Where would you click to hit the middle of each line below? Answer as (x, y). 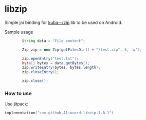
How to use (18, 93)
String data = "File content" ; (54, 41)
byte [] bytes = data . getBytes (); (56, 63)
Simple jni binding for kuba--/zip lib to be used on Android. (64, 22)
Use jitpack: (17, 104)
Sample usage (19, 32)
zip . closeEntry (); (41, 72)
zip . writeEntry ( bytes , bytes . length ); (61, 68)
